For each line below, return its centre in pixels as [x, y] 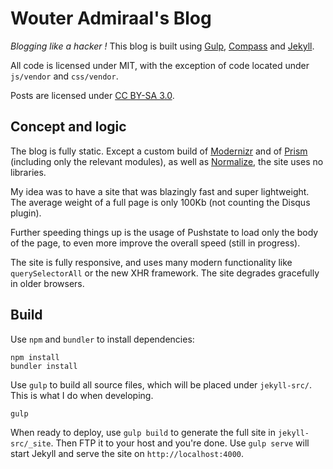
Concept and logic [68, 127]
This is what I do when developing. [82, 395]
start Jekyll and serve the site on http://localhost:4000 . [127, 453]
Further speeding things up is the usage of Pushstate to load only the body [164, 232]
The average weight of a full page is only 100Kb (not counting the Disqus [160, 202]
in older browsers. [47, 283]
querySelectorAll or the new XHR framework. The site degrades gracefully [165, 273]
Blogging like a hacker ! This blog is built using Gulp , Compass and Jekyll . [162, 46]
